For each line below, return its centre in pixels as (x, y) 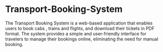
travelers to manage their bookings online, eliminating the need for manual (82, 39)
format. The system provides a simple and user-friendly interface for (76, 33)
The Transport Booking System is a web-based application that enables (79, 23)
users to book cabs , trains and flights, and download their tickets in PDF (80, 28)
